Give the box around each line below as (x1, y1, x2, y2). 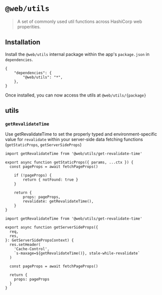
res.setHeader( (9, 242, 41, 247)
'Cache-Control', (14, 246, 50, 251)
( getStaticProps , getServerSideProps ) (5, 142, 82, 147)
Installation (5, 38, 40, 47)
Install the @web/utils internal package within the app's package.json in (5, 51, 150, 57)
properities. (17, 24, 41, 30)
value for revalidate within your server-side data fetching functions (5, 137, 143, 143)
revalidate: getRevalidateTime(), (23, 199, 94, 204)
